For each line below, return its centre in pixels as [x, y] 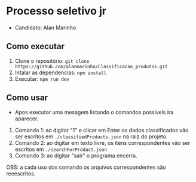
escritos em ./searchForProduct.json [61, 149]
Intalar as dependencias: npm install [61, 72]
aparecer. [27, 119]
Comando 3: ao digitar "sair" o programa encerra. [76, 155]
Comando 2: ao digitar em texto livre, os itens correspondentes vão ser [102, 142]
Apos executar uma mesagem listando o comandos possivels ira [94, 112]
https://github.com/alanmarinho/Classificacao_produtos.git [91, 66]
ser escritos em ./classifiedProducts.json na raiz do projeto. [91, 136]
